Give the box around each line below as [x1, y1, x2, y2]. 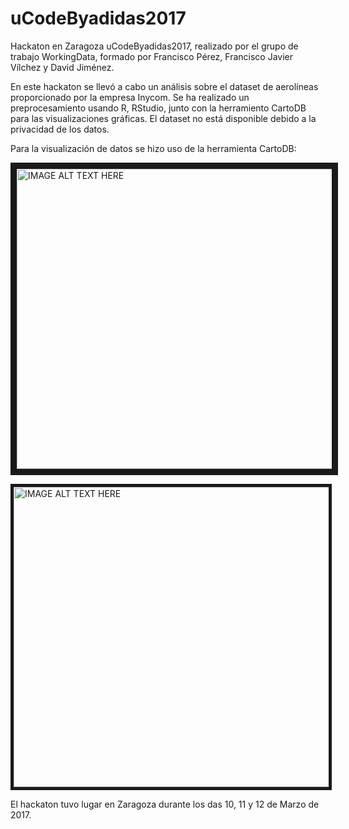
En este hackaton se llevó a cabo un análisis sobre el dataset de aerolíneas [10, 80, 319, 92]
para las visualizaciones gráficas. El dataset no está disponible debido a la [10, 112, 317, 124]
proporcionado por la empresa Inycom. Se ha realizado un [10, 91, 250, 103]
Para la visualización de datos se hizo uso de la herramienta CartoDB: [10, 142, 297, 154]
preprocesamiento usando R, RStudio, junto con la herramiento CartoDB [10, 102, 307, 114]
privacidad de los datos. [10, 123, 110, 135]
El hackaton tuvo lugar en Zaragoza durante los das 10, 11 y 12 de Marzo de [10, 798, 320, 810]
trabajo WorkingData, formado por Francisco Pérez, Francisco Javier [10, 50, 294, 62]
